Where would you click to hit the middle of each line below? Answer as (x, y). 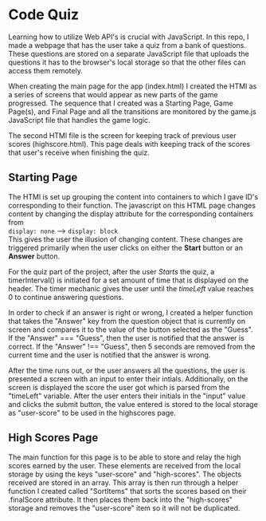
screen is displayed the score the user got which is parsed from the (119, 387)
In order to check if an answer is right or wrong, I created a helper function (131, 312)
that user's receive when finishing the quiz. (79, 152)
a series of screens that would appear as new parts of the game (113, 94)
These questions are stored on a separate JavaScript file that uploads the (129, 53)
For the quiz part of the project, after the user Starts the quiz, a (111, 271)
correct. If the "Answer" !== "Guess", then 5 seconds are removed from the (132, 346)
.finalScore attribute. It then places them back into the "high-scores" (121, 499)
